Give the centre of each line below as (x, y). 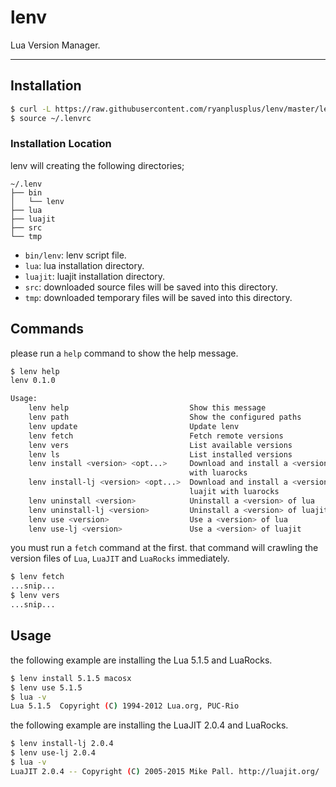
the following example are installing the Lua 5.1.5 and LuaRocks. (141, 660)
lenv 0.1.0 (33, 381)
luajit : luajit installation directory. (95, 276)
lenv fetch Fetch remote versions (156, 436)
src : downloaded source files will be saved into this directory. (151, 287)
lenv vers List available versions (160, 445)
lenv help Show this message (147, 408)
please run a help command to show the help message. (124, 353)
